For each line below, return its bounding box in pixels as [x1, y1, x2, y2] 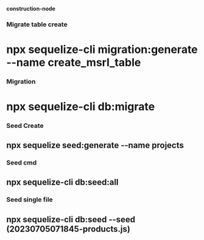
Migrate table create [6, 20, 68, 29]
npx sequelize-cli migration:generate [6, 43, 198, 56]
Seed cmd [6, 158, 37, 167]
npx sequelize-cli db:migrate [6, 99, 155, 113]
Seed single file [6, 196, 53, 204]
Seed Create [6, 121, 44, 130]
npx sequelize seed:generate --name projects [6, 140, 184, 150]
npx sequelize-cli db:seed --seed [6, 214, 136, 225]
